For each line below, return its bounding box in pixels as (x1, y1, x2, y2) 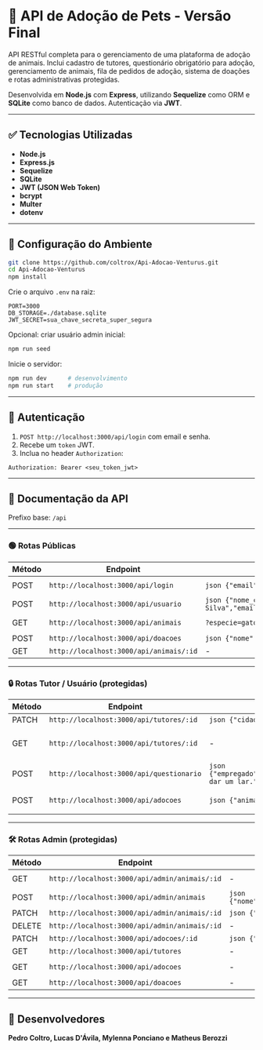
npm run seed (8, 345, 51, 353)
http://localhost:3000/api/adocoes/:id (49, 934, 198, 943)
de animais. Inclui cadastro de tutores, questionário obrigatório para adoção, (8, 58, 255, 67)
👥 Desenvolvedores (8, 1012, 106, 1026)
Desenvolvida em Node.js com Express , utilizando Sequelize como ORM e (8, 89, 250, 99)
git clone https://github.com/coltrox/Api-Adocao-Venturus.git (8, 258, 219, 266)
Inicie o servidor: (8, 359, 63, 369)
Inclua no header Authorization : (19, 448, 124, 458)
